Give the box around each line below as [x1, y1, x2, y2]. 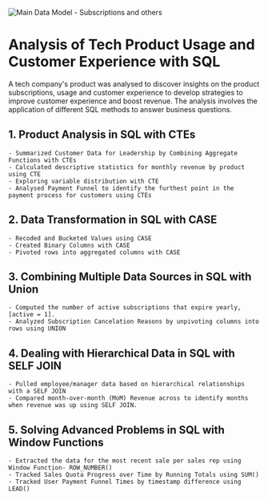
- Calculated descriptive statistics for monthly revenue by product [8, 163, 246, 171]
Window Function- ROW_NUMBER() [8, 464, 113, 472]
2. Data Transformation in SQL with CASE [8, 213, 218, 227]
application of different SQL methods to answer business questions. [8, 104, 232, 114]
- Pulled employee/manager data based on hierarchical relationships [8, 381, 246, 389]
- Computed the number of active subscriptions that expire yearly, [8, 304, 242, 312]
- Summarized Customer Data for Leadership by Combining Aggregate [8, 149, 238, 157]
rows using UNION [8, 325, 66, 333]
